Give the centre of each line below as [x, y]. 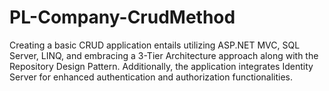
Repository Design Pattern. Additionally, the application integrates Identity [161, 66]
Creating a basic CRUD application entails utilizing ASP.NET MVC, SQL [155, 45]
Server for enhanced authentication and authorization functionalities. [151, 77]
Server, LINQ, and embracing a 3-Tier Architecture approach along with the [164, 55]
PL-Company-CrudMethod [122, 17]
